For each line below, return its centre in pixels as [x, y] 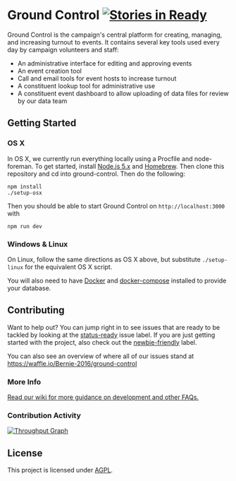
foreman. [20, 166]
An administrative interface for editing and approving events [105, 63]
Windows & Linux [38, 244]
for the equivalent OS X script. [68, 267]
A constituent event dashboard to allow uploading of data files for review [123, 93]
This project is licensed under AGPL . [60, 470]
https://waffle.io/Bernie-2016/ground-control [72, 363]
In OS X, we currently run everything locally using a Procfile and [100, 158]
